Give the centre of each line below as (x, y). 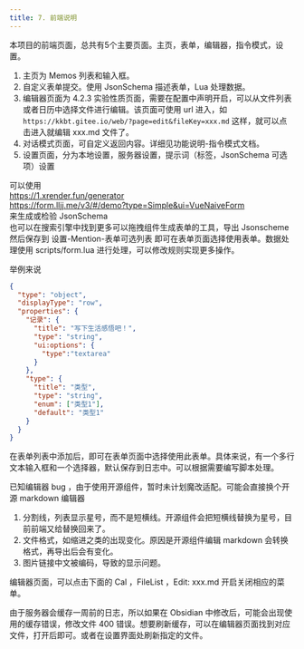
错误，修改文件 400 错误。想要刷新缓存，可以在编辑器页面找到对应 (166, 624)
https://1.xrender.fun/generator (67, 195)
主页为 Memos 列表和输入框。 (78, 75)
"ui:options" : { (64, 345)
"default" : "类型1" (68, 412)
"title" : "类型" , (65, 387)
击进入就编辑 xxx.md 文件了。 (78, 131)
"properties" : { (48, 312)
